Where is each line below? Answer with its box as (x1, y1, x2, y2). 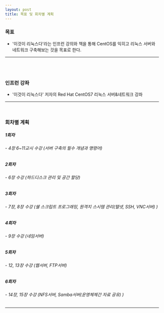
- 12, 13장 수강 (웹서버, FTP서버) (5, 262, 67, 268)
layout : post (5, 7, 32, 12)
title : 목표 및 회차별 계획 (5, 12, 54, 17)
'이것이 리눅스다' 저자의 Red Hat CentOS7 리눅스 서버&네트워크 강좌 (12, 91, 143, 98)
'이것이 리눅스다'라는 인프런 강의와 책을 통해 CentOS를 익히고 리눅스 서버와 (12, 41, 156, 46)
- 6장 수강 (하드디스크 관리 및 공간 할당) (5, 174, 81, 180)
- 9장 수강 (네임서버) (5, 233, 44, 239)
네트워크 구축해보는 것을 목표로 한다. (12, 47, 82, 53)
